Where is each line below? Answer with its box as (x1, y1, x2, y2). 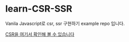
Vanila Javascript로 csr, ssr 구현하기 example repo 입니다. (5, 20, 125, 26)
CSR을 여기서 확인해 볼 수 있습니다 (5, 31, 75, 37)
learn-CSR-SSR (5, 3, 73, 15)
